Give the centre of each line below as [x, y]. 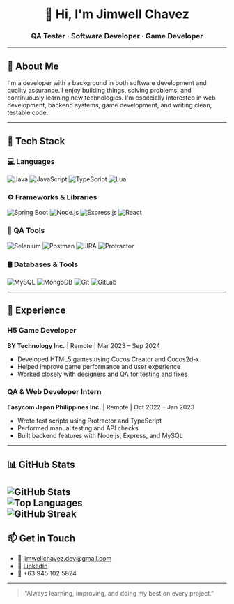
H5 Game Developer [42, 331]
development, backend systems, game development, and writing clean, [110, 105]
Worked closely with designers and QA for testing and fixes [102, 374]
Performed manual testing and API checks [78, 428]
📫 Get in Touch [41, 539]
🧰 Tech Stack [36, 141]
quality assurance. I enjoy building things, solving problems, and [99, 91]
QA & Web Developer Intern [54, 392]
